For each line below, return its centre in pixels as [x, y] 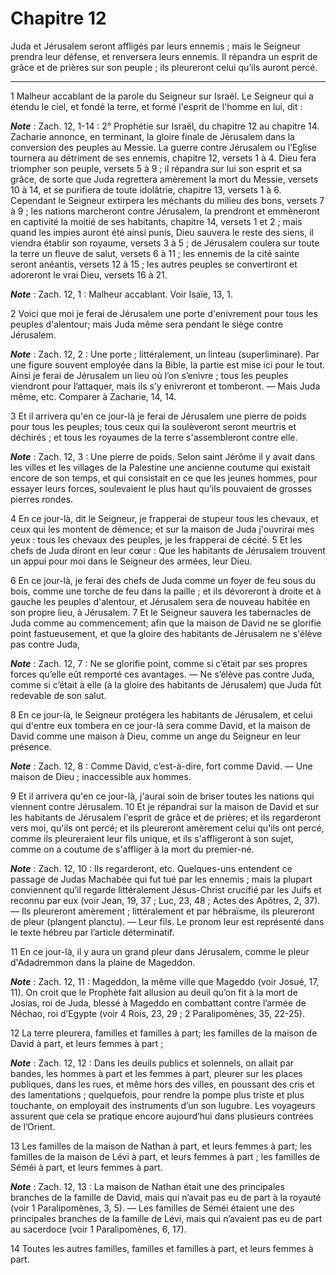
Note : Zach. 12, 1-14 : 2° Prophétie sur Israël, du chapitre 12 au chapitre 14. [165, 126]
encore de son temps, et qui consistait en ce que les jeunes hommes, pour [164, 478]
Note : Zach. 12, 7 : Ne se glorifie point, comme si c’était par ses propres [159, 663]
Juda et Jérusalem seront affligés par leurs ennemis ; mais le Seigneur [155, 46]
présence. [31, 746]
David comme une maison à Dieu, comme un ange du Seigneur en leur [156, 736]
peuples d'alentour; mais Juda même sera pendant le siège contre [147, 324]
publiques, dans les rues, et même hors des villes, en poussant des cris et [162, 1084]
